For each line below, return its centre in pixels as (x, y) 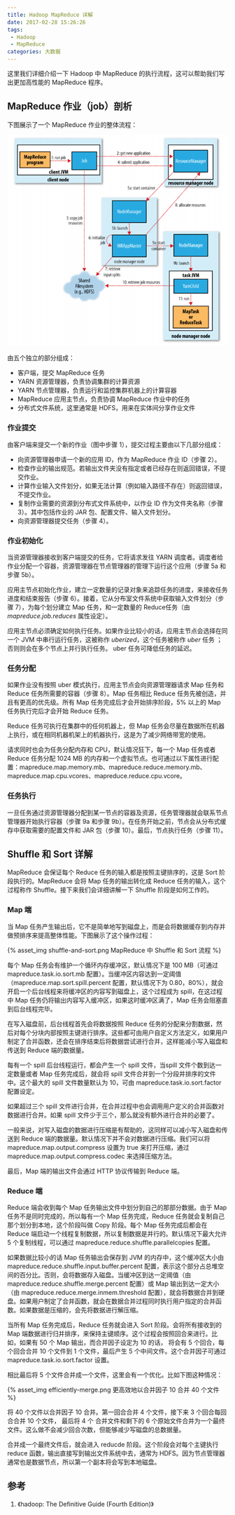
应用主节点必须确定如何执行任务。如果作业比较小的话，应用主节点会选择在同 (117, 630)
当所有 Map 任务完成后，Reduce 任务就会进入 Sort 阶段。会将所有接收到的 (115, 1324)
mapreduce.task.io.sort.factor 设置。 (60, 1359)
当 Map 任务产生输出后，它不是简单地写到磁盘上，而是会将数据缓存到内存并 (116, 926)
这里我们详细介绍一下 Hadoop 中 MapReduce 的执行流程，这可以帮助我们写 (116, 73)
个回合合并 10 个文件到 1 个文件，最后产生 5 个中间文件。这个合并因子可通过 (117, 1351)
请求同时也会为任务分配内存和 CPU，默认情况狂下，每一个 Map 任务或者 (112, 749)
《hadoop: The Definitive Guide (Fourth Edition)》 (85, 1504)
